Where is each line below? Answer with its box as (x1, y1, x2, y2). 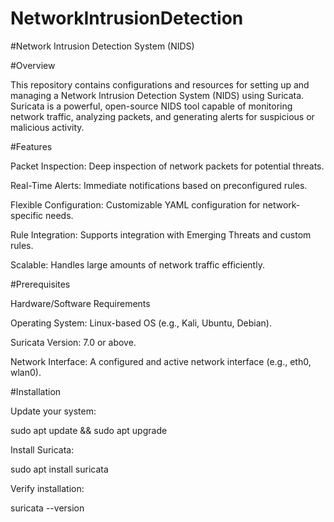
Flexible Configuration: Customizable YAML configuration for (10, 198, 261, 211)
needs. (45, 209, 74, 221)
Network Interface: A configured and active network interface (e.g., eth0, (10, 355, 312, 367)
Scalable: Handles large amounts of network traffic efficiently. (10, 258, 265, 271)
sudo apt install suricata (10, 463, 109, 475)
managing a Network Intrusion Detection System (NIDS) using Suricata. (10, 89, 305, 101)
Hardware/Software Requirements (10, 297, 151, 309)
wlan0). (10, 366, 42, 378)
